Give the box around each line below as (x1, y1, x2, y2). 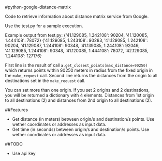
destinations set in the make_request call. (5, 78, 86, 83)
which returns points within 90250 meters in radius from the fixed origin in (5, 67, 153, 73)
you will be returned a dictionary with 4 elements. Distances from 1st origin (5, 92, 154, 98)
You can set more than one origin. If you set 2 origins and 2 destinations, (5, 87, 150, 93)
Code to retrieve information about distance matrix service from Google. (5, 14, 149, 19)
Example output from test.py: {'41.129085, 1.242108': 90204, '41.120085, (5, 32, 148, 38)
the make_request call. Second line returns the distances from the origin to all (5, 73, 158, 78)
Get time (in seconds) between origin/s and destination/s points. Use (12, 127, 149, 132)
